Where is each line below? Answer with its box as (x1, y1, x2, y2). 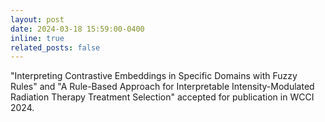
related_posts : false (10, 42, 101, 53)
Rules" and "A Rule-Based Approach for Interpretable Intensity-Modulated (10, 81, 315, 93)
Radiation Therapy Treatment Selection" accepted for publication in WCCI (10, 91, 315, 103)
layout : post (10, 14, 65, 25)
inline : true (10, 33, 65, 43)
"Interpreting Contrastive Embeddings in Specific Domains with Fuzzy (10, 70, 298, 82)
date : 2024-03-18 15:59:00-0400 (10, 24, 145, 34)
